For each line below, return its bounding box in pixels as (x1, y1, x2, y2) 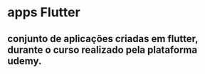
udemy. (7, 55, 42, 67)
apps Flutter (7, 4, 80, 21)
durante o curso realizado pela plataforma (7, 43, 198, 55)
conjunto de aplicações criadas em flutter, (7, 33, 199, 45)
